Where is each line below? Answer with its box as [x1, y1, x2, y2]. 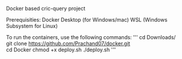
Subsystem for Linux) [6, 23, 58, 29]
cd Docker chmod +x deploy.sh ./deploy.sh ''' [6, 46, 116, 53]
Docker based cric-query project [6, 5, 86, 12]
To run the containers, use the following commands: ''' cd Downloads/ [6, 34, 176, 40]
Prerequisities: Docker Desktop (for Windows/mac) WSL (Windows [6, 16, 168, 23]
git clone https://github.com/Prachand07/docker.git [6, 40, 130, 47]
